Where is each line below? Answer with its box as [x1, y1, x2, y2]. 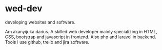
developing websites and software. [5, 19, 76, 25]
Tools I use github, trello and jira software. [5, 39, 89, 45]
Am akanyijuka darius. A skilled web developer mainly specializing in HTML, [5, 28, 158, 34]
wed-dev [5, 3, 42, 14]
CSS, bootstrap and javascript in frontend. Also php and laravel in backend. [5, 34, 156, 40]
